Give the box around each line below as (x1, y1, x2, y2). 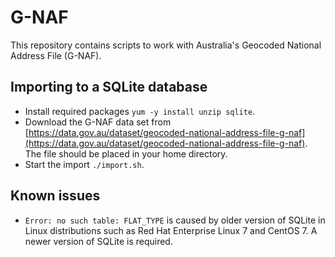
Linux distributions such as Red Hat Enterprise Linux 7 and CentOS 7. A (24, 224, 318, 236)
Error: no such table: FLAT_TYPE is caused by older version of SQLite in (24, 214, 326, 226)
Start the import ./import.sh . (24, 158, 145, 170)
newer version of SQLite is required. (24, 235, 173, 247)
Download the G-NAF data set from (24, 116, 172, 128)
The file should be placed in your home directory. (24, 147, 228, 160)
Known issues (10, 187, 101, 205)
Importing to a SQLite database (10, 79, 208, 96)
